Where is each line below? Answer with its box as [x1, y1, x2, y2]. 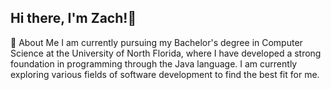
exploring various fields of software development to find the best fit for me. [10, 68, 320, 80]
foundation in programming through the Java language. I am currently [10, 57, 298, 70]
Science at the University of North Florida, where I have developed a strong [10, 47, 322, 59]
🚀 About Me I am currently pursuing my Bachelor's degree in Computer [10, 36, 303, 48]
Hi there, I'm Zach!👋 [10, 10, 137, 27]
